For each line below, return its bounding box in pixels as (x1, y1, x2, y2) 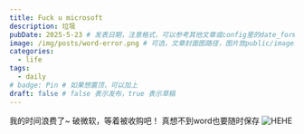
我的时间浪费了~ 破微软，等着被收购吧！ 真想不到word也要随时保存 (9, 115, 261, 126)
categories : (9, 47, 54, 56)
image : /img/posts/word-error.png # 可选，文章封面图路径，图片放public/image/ (9, 38, 299, 48)
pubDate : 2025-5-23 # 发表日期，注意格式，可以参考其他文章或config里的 (9, 30, 261, 39)
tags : (9, 64, 30, 73)
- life (17, 55, 43, 64)
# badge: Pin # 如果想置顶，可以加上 (9, 81, 138, 90)
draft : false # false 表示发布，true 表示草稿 (9, 89, 176, 98)
